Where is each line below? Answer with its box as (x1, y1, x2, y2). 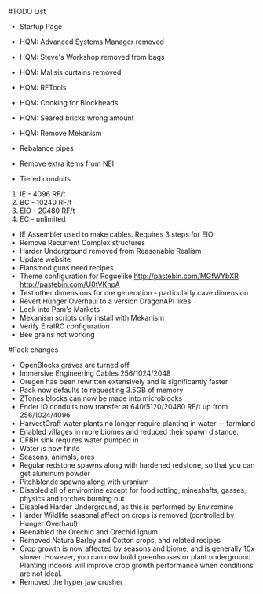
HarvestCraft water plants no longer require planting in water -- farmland (19, 419, 256, 427)
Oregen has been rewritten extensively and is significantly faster (19, 377, 228, 386)
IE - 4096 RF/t (19, 189, 66, 199)
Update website (19, 255, 71, 264)
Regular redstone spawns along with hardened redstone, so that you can (19, 460, 255, 470)
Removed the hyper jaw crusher (19, 577, 123, 586)
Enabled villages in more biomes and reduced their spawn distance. (19, 427, 239, 436)
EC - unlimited (19, 214, 66, 223)
